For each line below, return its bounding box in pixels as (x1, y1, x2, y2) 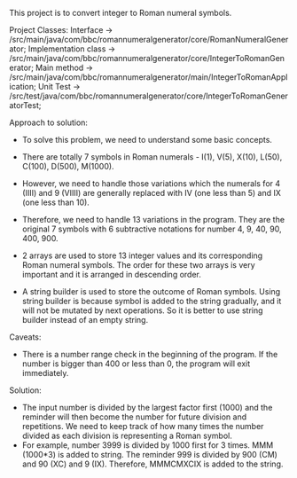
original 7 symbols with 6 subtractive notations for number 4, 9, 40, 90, (21, 223, 282, 234)
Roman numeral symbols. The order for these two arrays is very (21, 260, 255, 270)
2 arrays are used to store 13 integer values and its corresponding (21, 250, 263, 261)
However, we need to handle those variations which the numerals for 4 (21, 178, 281, 189)
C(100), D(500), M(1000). (21, 161, 114, 171)
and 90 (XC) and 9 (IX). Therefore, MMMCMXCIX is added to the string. (21, 458, 284, 469)
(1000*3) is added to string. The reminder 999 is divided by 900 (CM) (21, 450, 277, 459)
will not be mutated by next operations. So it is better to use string (21, 305, 263, 316)
